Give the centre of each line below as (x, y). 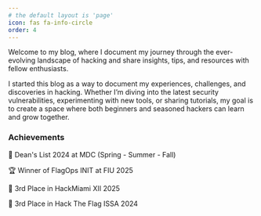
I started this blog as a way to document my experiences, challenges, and (127, 84)
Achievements (36, 138)
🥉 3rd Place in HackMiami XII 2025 (64, 188)
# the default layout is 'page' (61, 15)
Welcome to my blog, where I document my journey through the (111, 52)
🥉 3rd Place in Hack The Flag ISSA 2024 (73, 203)
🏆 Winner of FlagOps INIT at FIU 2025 (71, 170)
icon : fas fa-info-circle (50, 23)
